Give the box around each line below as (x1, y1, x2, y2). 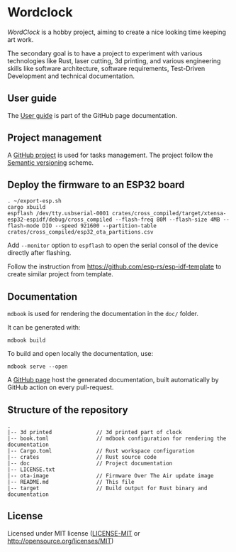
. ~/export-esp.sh (7, 197, 62, 205)
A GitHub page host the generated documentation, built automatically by (7, 376, 219, 384)
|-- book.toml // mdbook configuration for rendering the (7, 435, 227, 442)
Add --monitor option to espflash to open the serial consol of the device (7, 241, 218, 249)
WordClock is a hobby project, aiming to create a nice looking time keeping (7, 28, 227, 36)
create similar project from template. (7, 270, 113, 278)
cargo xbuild (7, 204, 46, 211)
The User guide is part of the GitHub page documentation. (7, 111, 178, 119)
